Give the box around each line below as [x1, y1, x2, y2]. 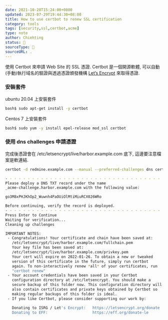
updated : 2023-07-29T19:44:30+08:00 [5, 12, 81, 17]
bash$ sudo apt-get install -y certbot [5, 106, 88, 111]
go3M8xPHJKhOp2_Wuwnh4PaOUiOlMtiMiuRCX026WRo [5, 194, 101, 199]
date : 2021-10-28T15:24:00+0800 [5, 7, 72, 13]
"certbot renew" [11, 268, 46, 273]
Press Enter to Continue [5, 212, 57, 218]
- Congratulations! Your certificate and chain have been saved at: [7, 236, 153, 241]
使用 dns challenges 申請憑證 [5, 138, 76, 145]
